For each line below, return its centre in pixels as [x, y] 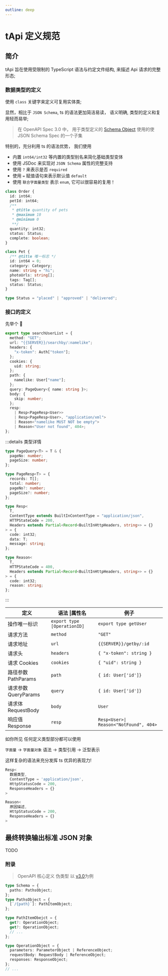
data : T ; [19, 539]
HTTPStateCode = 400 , [32, 567]
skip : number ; [29, 399]
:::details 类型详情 [23, 442]
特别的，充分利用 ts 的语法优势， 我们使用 [48, 146]
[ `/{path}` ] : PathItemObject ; [41, 904]
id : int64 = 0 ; [25, 261]
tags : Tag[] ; [23, 280]
